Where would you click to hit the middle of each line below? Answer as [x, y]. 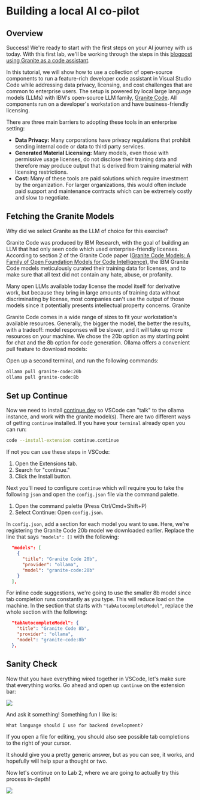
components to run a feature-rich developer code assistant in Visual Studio [99, 78]
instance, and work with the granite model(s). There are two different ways [99, 417]
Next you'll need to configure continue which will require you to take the [95, 488]
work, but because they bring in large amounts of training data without [93, 292]
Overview [25, 33]
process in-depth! [28, 779]
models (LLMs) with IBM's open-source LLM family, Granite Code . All [92, 98]
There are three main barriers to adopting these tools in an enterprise [92, 122]
